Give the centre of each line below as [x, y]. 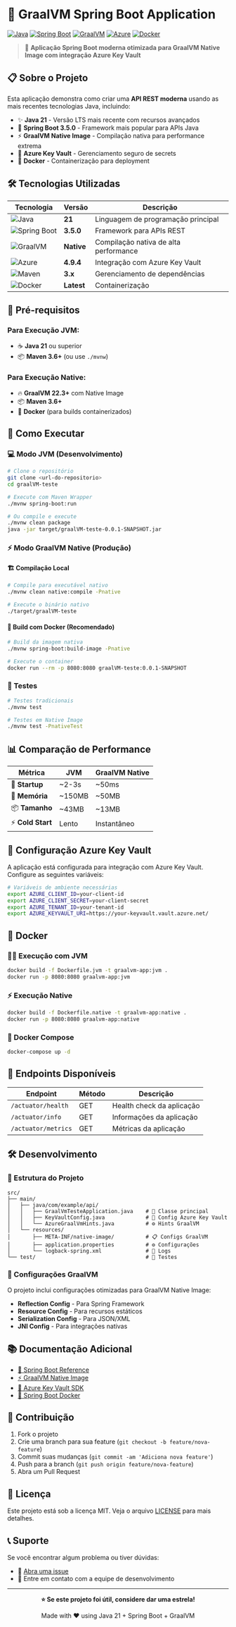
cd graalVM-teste [33, 484]
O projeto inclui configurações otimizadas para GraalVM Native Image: [109, 1290]
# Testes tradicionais [40, 701]
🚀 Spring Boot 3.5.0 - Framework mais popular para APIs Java [108, 128]
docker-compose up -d [39, 1052]
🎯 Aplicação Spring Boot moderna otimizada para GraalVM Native [122, 47]
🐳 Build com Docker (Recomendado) [61, 627]
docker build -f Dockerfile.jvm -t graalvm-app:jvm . [88, 971]
